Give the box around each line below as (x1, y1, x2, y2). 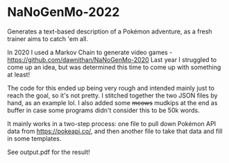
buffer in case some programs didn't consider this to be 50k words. (7, 106, 200, 114)
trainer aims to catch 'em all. (7, 34, 89, 42)
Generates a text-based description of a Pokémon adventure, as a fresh (7, 27, 213, 36)
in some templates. (7, 134, 62, 143)
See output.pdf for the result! (7, 148, 90, 156)
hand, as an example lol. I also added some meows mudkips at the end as (7, 98, 218, 107)
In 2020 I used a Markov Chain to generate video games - (7, 48, 173, 56)
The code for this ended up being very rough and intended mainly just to (7, 84, 215, 92)
